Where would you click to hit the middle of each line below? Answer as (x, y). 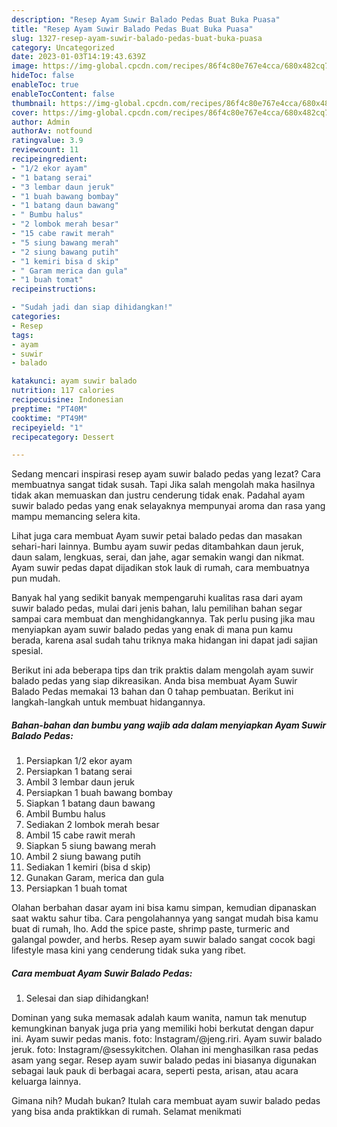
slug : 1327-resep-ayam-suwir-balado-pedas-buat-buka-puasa (137, 38)
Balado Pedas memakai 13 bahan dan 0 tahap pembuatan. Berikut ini (152, 692)
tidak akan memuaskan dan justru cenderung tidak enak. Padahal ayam (158, 495)
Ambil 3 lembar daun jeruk (80, 782)
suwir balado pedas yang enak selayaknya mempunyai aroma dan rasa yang (168, 506)
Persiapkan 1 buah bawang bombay (99, 793)
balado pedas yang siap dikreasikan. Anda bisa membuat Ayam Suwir (154, 681)
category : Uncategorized (63, 47)
